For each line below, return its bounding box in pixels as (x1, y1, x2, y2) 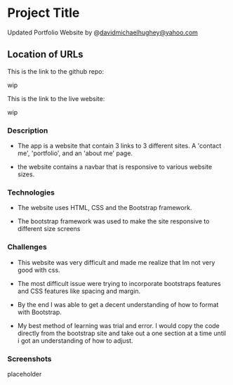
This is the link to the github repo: (7, 67, 104, 75)
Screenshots (7, 353, 52, 363)
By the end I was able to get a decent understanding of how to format (17, 300, 219, 308)
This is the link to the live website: (7, 94, 105, 103)
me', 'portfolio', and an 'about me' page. (17, 149, 133, 157)
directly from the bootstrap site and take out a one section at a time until (17, 329, 227, 337)
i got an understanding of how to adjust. (17, 336, 133, 345)
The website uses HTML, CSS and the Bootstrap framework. (17, 204, 192, 212)
